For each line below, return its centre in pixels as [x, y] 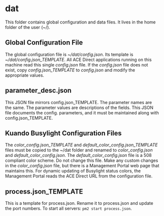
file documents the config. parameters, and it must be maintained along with [82, 112]
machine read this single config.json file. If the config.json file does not [77, 65]
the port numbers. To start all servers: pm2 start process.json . [69, 209]
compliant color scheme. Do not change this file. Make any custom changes [82, 161]
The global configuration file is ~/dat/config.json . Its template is [69, 54]
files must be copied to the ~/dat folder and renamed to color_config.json [79, 150]
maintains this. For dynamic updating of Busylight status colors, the [73, 171]
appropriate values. [25, 75]
